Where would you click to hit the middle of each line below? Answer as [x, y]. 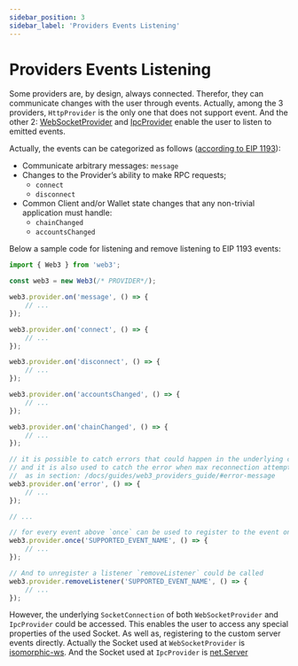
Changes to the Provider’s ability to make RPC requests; [124, 175]
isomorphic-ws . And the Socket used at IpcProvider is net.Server [129, 653]
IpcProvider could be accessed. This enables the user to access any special [149, 624]
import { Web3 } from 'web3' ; [65, 265]
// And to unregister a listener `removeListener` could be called [137, 573]
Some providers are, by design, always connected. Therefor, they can [137, 94]
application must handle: [67, 213]
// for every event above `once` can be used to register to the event [144, 532]
